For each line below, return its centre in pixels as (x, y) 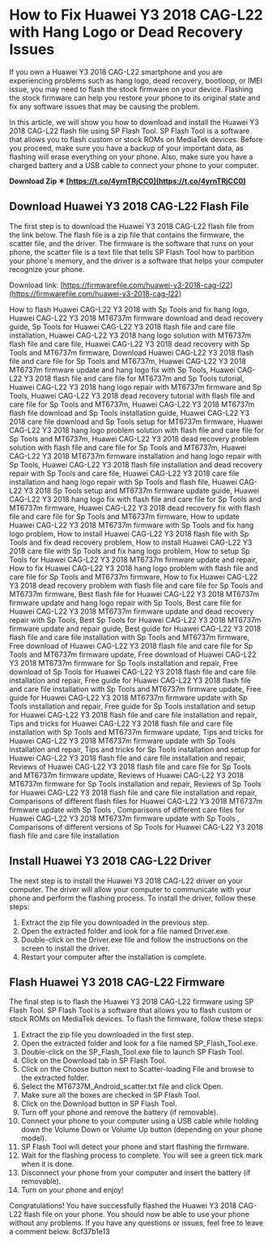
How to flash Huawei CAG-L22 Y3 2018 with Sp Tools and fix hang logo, (129, 309)
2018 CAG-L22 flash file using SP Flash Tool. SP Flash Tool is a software (130, 131)
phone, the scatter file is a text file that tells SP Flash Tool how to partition (132, 252)
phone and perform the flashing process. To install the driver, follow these (132, 898)
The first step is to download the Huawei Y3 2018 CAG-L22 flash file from (132, 226)
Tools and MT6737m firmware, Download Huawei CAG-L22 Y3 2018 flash (132, 352)
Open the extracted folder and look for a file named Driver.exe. (125, 930)
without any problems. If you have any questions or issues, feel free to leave (136, 1223)
